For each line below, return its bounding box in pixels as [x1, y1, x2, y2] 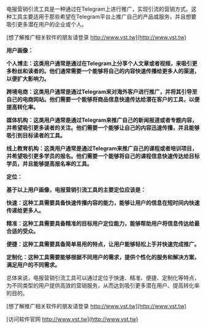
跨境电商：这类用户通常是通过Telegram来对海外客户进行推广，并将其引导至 [6, 88, 197, 95]
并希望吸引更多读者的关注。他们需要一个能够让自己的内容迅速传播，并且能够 [6, 124, 200, 131]
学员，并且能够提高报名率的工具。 [6, 160, 93, 167]
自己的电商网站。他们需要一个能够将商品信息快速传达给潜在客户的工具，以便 [6, 96, 200, 103]
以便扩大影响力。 [6, 75, 50, 82]
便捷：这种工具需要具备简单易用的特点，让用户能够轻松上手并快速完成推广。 [6, 241, 200, 248]
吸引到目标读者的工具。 [6, 132, 66, 139]
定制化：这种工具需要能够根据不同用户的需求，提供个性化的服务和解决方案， [6, 254, 200, 260]
